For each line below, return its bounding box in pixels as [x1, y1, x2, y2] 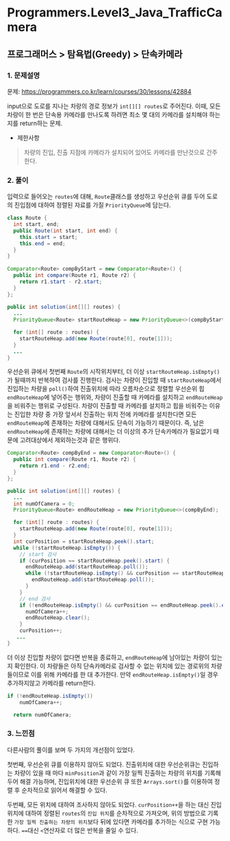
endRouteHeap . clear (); [25, 614, 90, 621]
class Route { [7, 214, 48, 222]
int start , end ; [13, 221, 60, 228]
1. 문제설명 [7, 71, 40, 80]
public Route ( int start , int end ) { [13, 227, 118, 234]
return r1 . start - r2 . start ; [19, 278, 103, 285]
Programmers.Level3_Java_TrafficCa [7, 5, 222, 21]
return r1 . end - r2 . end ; [19, 462, 90, 470]
